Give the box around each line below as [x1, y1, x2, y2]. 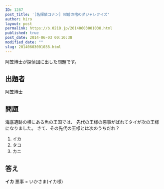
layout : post [5, 21, 32, 26]
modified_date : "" [5, 40, 43, 45]
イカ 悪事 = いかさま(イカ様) [5, 179, 63, 185]
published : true [5, 30, 39, 35]
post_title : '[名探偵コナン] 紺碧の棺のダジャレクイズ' [5, 12, 110, 17]
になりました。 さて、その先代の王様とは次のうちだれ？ [5, 125, 120, 131]
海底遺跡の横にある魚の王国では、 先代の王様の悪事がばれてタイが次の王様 [5, 119, 160, 125]
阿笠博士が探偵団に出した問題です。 [5, 58, 79, 65]
